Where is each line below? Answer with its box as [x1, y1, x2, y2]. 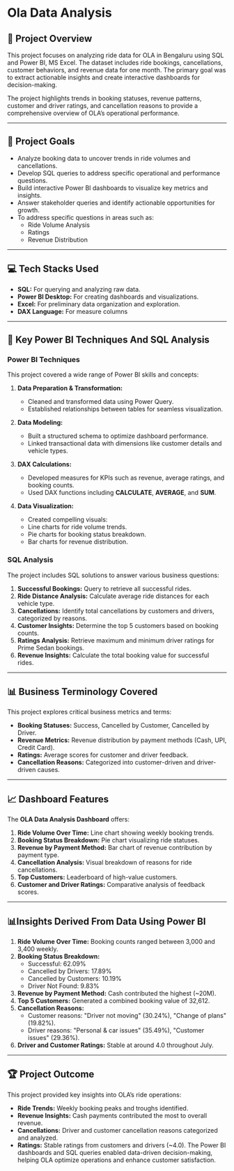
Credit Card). [17, 744, 55, 752]
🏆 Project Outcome [7, 1069, 95, 1080]
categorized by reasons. [17, 614, 88, 622]
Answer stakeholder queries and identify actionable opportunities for [17, 198, 215, 207]
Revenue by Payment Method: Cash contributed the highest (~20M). [17, 989, 217, 998]
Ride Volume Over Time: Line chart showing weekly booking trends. [17, 828, 214, 837]
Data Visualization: [17, 502, 75, 510]
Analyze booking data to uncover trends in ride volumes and [17, 154, 191, 162]
